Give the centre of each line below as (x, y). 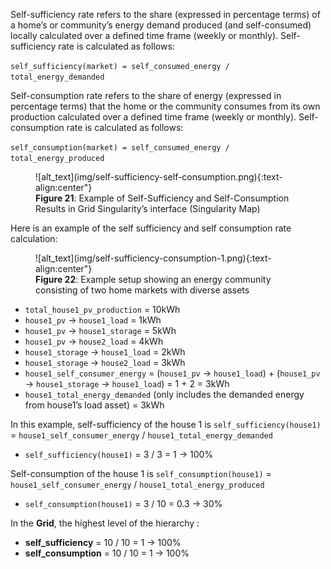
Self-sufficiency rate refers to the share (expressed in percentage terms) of (165, 14)
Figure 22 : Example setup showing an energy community (153, 279)
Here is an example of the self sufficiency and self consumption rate (151, 228)
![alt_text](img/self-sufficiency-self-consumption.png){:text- (159, 177)
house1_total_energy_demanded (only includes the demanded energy (164, 394)
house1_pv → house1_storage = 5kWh (100, 330)
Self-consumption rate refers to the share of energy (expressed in (146, 95)
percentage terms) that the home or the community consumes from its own (165, 106)
